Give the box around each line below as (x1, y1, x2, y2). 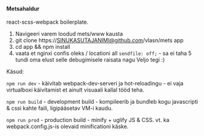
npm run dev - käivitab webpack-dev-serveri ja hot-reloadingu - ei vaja (6, 80, 184, 87)
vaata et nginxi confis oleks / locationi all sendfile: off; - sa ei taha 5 (15, 49, 192, 57)
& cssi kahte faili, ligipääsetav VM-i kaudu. (6, 104, 113, 112)
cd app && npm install (15, 43, 70, 51)
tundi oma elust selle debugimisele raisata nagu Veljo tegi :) (15, 56, 165, 63)
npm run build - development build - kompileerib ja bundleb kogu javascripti (6, 98, 199, 106)
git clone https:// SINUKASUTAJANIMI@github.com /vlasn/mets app (15, 37, 184, 44)
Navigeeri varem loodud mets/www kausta (15, 30, 123, 38)
